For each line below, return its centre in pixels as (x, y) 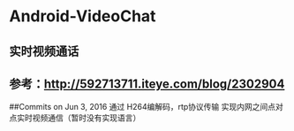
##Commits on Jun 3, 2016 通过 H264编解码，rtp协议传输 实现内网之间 (139, 107)
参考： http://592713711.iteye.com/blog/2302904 (147, 84)
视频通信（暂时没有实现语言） (87, 118)
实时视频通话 (44, 51)
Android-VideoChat (83, 16)
